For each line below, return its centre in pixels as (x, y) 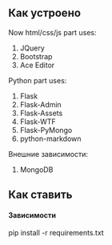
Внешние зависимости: (48, 154)
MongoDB (36, 169)
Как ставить (40, 195)
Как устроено (45, 13)
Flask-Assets (41, 113)
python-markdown (50, 139)
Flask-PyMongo (46, 130)
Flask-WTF (38, 121)
